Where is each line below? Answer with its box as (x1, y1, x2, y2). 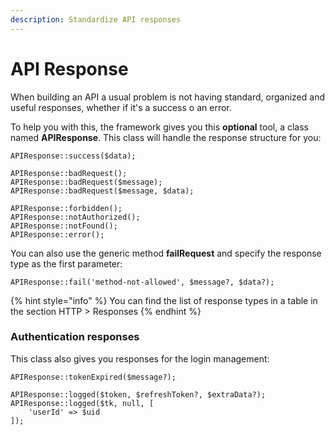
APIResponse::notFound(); (10, 221, 118, 231)
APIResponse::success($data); (10, 151, 137, 161)
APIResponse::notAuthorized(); (10, 212, 141, 222)
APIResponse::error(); (10, 229, 105, 240)
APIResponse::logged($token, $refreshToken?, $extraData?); (10, 389, 267, 400)
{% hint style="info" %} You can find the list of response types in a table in (10, 294, 318, 306)
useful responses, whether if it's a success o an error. (10, 101, 232, 113)
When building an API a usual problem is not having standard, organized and (10, 91, 325, 103)
